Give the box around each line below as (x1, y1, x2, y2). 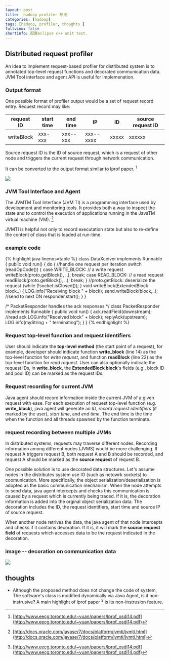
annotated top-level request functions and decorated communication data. (5, 68, 161, 74)
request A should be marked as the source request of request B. (5, 456, 141, 462)
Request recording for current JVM (5, 383, 94, 390)
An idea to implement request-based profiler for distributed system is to (5, 63, 155, 69)
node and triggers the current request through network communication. (5, 155, 154, 161)
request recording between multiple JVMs (5, 429, 111, 436)
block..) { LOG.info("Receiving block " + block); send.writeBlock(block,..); (5, 288, 158, 294)
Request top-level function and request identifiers (5, 332, 131, 339)
